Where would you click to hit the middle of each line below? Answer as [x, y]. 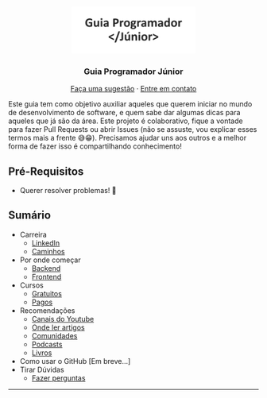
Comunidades [54, 335]
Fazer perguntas [58, 378]
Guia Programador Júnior [133, 71]
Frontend [46, 276]
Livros [42, 353]
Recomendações [47, 310]
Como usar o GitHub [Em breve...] [75, 361]
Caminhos [48, 251]
